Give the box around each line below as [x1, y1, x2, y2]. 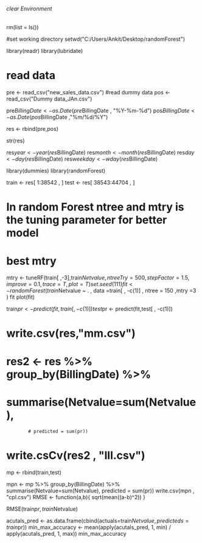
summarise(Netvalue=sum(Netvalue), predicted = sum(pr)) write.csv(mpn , [6, 487, 195, 494]
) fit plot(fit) [6, 293, 35, 301]
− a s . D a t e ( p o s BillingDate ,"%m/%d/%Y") [6, 113, 108, 121]
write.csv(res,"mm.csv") [6, 326, 136, 340]
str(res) [6, 137, 26, 144]
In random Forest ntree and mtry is [6, 200, 184, 214]
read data [6, 69, 56, 82]
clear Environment [6, 5, 52, 12]
